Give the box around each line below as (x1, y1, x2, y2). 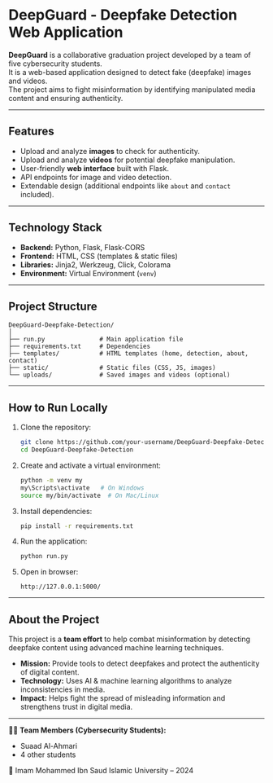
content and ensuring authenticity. (8, 93, 123, 103)
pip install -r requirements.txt (19, 521, 134, 530)
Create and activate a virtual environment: (19, 460, 161, 470)
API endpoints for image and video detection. (19, 172, 172, 182)
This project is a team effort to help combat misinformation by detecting (8, 634, 250, 644)
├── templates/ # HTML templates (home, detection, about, (8, 350, 249, 358)
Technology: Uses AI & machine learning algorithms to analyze (19, 676, 232, 686)
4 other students (19, 750, 76, 759)
